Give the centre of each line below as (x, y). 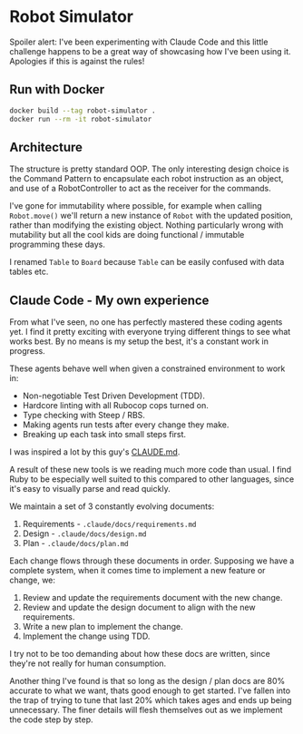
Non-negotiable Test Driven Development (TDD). (114, 396)
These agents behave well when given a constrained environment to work (147, 368)
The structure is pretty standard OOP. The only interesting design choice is (149, 169)
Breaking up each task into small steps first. (104, 435)
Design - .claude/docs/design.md (84, 533)
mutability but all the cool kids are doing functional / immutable (127, 235)
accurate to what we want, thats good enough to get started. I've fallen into (150, 690)
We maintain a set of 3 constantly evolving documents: (112, 506)
